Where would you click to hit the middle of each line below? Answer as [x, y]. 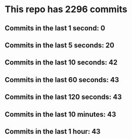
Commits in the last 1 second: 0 [55, 28]
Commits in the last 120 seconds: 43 [63, 97]
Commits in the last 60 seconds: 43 [62, 80]
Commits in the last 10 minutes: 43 [60, 114]
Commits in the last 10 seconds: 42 [61, 63]
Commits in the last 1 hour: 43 [53, 131]
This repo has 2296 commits [66, 9]
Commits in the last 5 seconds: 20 [60, 45]
